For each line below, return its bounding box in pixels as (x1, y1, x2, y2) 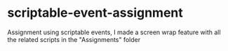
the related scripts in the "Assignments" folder (7, 35, 141, 43)
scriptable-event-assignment (7, 5, 184, 21)
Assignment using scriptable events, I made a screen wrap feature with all (7, 28, 221, 36)
